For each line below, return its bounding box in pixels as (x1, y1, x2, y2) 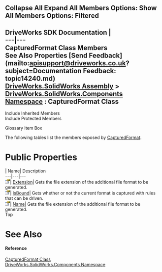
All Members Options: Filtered (5, 12, 99, 20)
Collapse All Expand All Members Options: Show (5, 4, 157, 12)
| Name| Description (5, 168, 46, 174)
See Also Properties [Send (5, 51, 88, 59)
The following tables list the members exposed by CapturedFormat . (5, 135, 142, 140)
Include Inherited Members (5, 110, 60, 116)
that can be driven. (5, 195, 43, 201)
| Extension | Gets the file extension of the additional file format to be (10, 179, 149, 185)
